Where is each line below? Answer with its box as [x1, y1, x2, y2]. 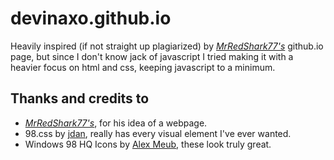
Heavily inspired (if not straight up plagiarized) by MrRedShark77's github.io [10, 40, 324, 52]
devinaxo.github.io [10, 7, 172, 30]
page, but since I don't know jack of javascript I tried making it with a [10, 50, 294, 62]
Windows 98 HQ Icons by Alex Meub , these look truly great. [24, 138, 272, 150]
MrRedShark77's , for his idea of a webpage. [24, 117, 208, 129]
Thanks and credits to [10, 90, 150, 107]
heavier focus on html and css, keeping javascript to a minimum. [10, 61, 276, 73]
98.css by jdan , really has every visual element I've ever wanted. [24, 127, 292, 139]
